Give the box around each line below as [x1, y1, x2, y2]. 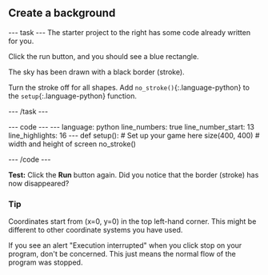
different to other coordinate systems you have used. [8, 225, 183, 235]
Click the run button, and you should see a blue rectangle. [8, 51, 199, 61]
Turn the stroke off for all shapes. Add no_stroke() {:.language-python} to [8, 82, 250, 92]
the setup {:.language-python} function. [8, 91, 138, 101]
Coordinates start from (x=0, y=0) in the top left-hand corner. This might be [8, 217, 257, 226]
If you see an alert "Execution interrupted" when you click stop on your [8, 241, 242, 250]
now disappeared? [8, 178, 70, 188]
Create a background [8, 6, 116, 20]
